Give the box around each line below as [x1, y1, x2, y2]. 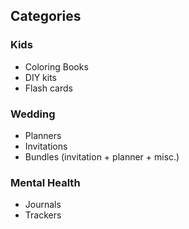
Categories [10, 8, 82, 25]
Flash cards [24, 82, 73, 94]
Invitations [24, 140, 68, 152]
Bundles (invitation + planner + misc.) [24, 150, 180, 163]
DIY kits [24, 71, 58, 83]
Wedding [10, 107, 56, 121]
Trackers [24, 209, 62, 221]
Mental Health [10, 175, 81, 189]
